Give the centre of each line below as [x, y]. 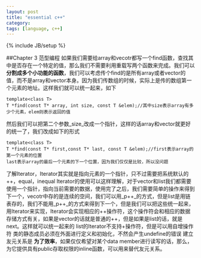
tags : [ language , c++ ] [34, 28]
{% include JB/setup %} [36, 46]
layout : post [22, 12]
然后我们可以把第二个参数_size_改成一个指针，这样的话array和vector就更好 [99, 124]
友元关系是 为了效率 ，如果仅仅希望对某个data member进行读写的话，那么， [99, 241]
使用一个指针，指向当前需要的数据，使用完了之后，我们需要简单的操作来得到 [100, 189]
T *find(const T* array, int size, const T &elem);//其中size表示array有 [98, 106]
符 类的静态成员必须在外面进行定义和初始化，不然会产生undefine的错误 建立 [100, 234]
